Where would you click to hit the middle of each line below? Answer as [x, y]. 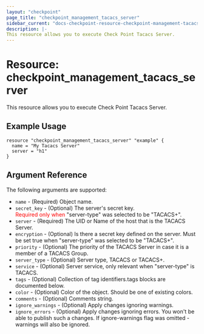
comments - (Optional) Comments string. [64, 298]
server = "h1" [29, 151]
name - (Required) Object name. [54, 201]
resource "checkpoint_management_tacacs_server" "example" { [85, 141]
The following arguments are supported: [57, 190]
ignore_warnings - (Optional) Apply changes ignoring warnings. [94, 305]
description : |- [27, 29]
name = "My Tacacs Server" [46, 146]
